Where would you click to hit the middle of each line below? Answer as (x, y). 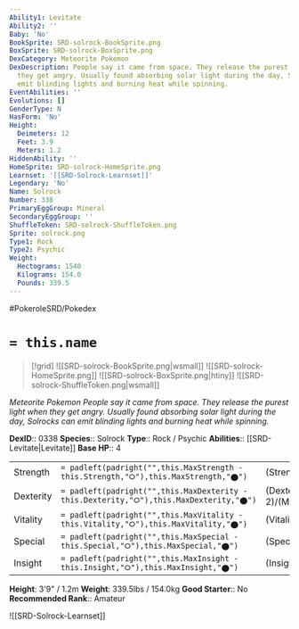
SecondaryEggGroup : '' (51, 216)
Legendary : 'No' (39, 184)
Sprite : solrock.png (48, 233)
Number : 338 (31, 200)
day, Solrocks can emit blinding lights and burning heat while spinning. (139, 421)
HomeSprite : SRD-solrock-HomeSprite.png (85, 167)
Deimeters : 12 (43, 134)
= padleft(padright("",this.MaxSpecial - (149, 537)
